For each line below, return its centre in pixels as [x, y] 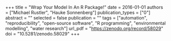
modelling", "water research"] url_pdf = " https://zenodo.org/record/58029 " [84, 28]
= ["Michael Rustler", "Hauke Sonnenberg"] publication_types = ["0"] [78, 12]
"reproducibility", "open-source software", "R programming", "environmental [86, 23]
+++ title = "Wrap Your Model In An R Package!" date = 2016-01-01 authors [84, 7]
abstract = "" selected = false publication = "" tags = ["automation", [76, 18]
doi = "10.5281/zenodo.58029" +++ [43, 34]
